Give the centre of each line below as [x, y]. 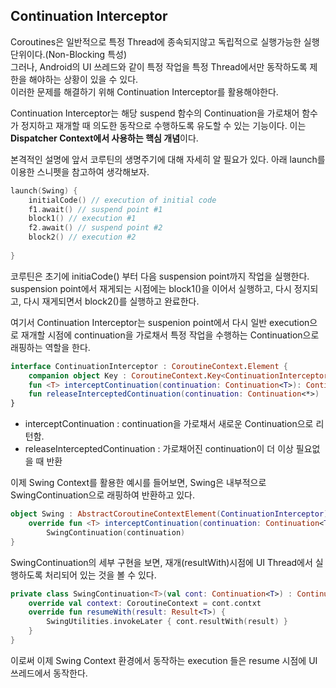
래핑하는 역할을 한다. [50, 347]
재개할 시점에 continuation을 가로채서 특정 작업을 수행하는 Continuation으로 [170, 335]
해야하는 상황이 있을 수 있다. [83, 79]
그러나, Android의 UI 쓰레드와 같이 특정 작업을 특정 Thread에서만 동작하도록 [159, 66]
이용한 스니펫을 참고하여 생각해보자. [80, 171]
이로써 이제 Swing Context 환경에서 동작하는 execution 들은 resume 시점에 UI [164, 660]
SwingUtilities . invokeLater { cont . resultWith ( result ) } [167, 622]
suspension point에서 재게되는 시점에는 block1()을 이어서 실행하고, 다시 [151, 288]
